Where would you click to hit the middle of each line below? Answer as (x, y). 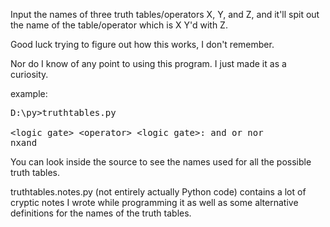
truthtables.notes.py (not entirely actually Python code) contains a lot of (158, 192)
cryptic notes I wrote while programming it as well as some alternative (154, 202)
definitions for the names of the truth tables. (101, 213)
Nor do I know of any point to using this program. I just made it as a (148, 63)
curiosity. (29, 74)
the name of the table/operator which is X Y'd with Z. (119, 25)
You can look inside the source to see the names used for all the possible (161, 162)
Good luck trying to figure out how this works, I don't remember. (142, 44)
